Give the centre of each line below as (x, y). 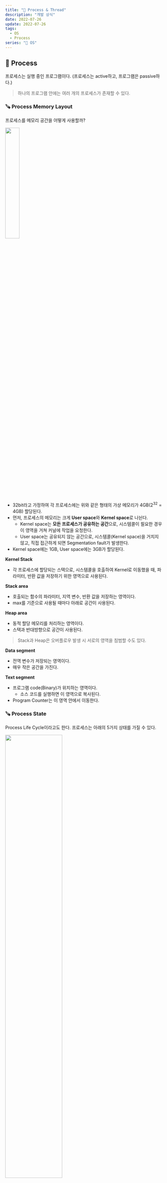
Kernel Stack (19, 559)
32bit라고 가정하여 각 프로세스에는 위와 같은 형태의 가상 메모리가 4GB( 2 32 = (87, 504)
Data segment (20, 650)
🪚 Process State (26, 714)
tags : (11, 29)
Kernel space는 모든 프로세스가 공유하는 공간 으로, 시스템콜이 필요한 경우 (91, 524)
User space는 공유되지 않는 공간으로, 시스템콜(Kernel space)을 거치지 (89, 536)
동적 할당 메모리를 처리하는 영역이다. (48, 623)
